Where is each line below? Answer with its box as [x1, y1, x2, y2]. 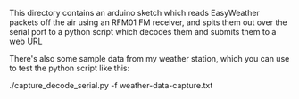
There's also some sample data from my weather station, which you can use [9, 54, 290, 63]
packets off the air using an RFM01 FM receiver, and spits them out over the [9, 17, 287, 28]
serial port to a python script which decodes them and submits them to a [9, 27, 277, 37]
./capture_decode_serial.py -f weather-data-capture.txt [9, 80, 213, 90]
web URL [9, 36, 43, 46]
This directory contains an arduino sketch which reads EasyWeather [9, 8, 261, 18]
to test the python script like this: [9, 62, 130, 73]
